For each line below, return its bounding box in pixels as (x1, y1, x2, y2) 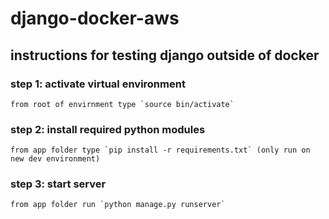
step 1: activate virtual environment (10, 77, 186, 91)
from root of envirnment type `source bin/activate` (10, 99, 235, 109)
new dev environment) (10, 154, 101, 164)
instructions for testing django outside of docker (10, 47, 320, 64)
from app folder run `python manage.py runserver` (10, 200, 226, 210)
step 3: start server (10, 177, 107, 191)
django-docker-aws (10, 7, 180, 30)
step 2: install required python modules (10, 122, 206, 136)
